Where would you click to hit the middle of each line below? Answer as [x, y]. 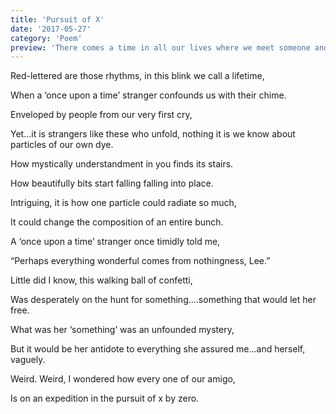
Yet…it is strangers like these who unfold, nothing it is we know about [153, 134]
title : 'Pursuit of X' [57, 19]
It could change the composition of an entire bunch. [117, 222]
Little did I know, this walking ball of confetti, [101, 280]
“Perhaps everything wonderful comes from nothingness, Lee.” [140, 261]
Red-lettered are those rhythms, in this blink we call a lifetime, [137, 76]
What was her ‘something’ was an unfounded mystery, [122, 330]
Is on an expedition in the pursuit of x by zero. [105, 398]
